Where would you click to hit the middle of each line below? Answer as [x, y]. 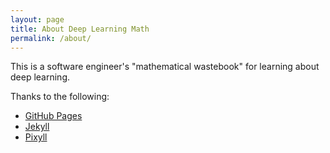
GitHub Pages [53, 116]
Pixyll [36, 137]
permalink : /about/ [51, 38]
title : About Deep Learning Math [80, 29]
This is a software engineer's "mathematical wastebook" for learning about [165, 67]
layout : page [37, 19]
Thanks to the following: [60, 97]
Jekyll [37, 127]
